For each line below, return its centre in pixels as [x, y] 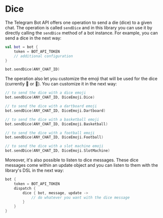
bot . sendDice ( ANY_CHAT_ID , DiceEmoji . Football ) [54, 138]
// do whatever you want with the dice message [81, 198]
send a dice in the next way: [33, 38]
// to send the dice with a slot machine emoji [54, 146]
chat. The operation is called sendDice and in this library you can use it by [79, 27]
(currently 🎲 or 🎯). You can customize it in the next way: [61, 84]
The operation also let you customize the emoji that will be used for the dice [81, 79]
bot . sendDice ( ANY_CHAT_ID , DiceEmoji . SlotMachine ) [58, 151]
